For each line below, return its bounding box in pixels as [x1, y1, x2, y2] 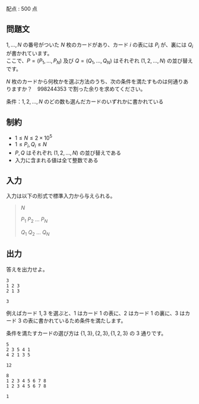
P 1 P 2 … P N [20, 216, 48, 225]
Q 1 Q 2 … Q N [20, 229, 50, 238]
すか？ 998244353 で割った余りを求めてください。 [16, 86, 146, 93]
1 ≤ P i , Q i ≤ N [14, 140, 48, 149]
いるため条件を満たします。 [59, 317, 127, 324]
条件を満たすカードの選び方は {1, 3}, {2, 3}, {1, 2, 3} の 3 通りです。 [6, 329, 167, 337]
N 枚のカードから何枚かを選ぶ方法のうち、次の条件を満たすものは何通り [6, 78, 184, 85]
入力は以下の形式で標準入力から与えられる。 [6, 192, 116, 200]
